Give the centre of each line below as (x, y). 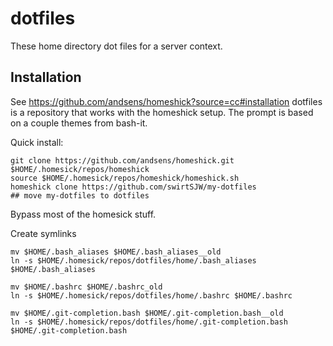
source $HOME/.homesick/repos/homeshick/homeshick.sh (125, 178)
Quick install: (37, 142)
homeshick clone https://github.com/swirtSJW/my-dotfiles (133, 187)
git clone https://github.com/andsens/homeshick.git (122, 160)
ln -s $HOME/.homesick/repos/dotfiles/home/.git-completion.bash (149, 322)
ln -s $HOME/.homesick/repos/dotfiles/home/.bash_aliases (133, 260)
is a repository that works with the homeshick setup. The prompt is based (162, 112)
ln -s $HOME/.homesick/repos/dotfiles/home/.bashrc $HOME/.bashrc (151, 295)
